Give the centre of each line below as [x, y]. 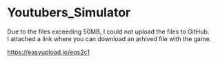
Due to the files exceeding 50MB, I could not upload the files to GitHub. [108, 32]
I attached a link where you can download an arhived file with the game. [109, 38]
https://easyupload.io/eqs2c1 [48, 52]
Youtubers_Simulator [69, 13]
